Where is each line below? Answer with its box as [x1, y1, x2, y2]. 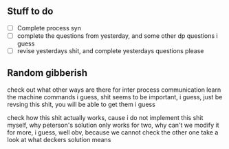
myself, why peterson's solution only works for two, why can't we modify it [7, 121, 219, 129]
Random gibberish [7, 67, 88, 79]
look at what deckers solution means [7, 135, 111, 143]
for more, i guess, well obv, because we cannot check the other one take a [7, 128, 219, 137]
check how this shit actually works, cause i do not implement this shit [7, 113, 204, 121]
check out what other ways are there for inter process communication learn [7, 86, 221, 94]
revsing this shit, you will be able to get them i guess [7, 100, 156, 108]
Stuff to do [7, 6, 54, 17]
